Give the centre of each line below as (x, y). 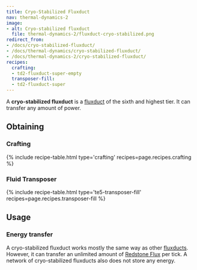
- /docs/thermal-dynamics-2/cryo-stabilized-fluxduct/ (76, 57)
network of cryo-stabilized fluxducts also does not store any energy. (91, 260)
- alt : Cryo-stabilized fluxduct (48, 29)
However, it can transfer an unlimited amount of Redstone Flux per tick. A (97, 254)
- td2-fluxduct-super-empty (47, 73)
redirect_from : (25, 40)
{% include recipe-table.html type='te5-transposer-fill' (74, 192)
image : (14, 23)
